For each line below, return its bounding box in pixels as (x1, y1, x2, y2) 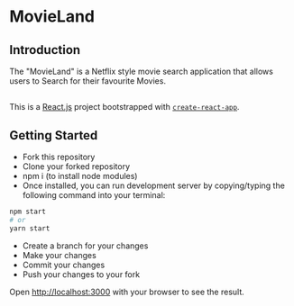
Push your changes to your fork (22, 268, 141, 280)
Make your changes (22, 249, 96, 260)
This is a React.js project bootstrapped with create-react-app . (9, 102, 240, 112)
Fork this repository (22, 151, 96, 163)
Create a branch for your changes (22, 240, 149, 251)
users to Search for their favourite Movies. (9, 76, 167, 86)
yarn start (9, 223, 51, 233)
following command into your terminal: (22, 190, 166, 201)
